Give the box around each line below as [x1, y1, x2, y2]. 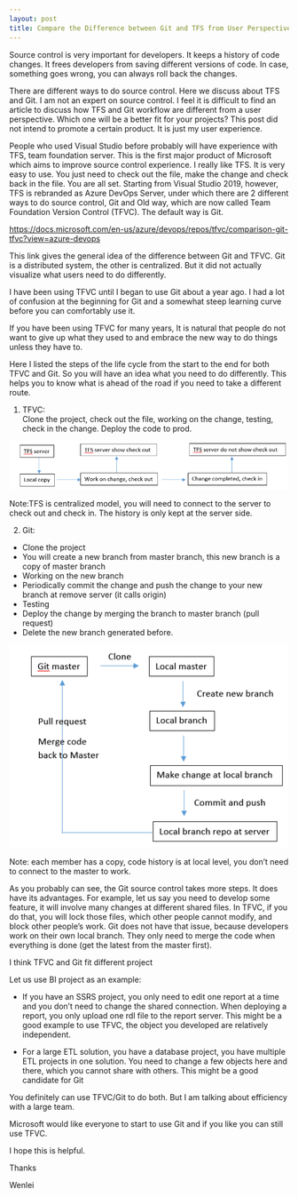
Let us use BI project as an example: [9, 974, 142, 985]
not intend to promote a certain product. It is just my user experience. [9, 123, 263, 133]
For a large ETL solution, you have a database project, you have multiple [21, 1046, 286, 1057]
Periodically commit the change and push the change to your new [21, 580, 263, 591]
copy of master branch [21, 561, 106, 572]
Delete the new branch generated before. [21, 627, 174, 638]
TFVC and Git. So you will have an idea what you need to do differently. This [9, 368, 286, 379]
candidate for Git [21, 1074, 84, 1085]
